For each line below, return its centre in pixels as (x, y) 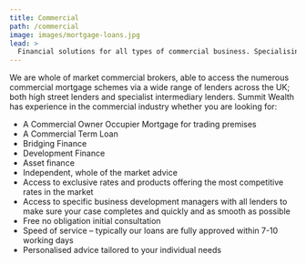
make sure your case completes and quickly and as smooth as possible (157, 211)
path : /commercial (44, 26)
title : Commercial (44, 18)
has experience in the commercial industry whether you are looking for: (143, 107)
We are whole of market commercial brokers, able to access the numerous (149, 77)
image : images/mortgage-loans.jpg (75, 35)
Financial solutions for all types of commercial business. (134, 52)
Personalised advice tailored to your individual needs (122, 250)
